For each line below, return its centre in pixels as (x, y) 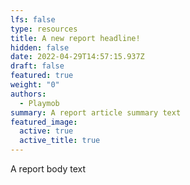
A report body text (48, 169)
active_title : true (60, 141)
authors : (28, 94)
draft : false (37, 66)
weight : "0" (35, 85)
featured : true (42, 76)
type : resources (44, 29)
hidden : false (40, 47)
